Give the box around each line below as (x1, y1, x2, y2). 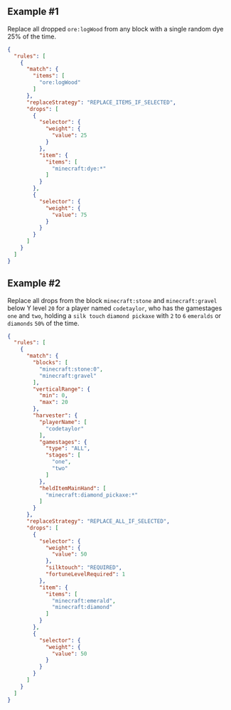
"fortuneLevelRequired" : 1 (45, 571, 126, 578)
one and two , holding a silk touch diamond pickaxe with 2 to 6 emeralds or (7, 311, 222, 319)
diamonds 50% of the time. (7, 319, 80, 327)
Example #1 (7, 6, 59, 18)
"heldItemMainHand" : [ (38, 484, 107, 492)
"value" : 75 (52, 211, 87, 218)
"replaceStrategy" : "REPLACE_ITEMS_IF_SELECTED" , (26, 99, 176, 106)
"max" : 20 (38, 398, 69, 406)
